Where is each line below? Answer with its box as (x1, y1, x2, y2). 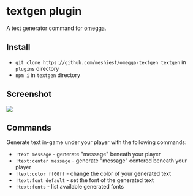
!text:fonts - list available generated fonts (15, 183, 124, 191)
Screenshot (6, 89, 52, 100)
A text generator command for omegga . (6, 24, 107, 32)
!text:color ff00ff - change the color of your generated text (15, 170, 172, 178)
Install (6, 42, 31, 53)
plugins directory (15, 65, 59, 72)
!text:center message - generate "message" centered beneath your (15, 157, 187, 164)
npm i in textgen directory (15, 71, 81, 79)
